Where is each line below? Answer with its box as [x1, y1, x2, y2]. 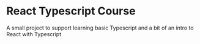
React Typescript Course [6, 4, 136, 18]
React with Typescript [6, 30, 62, 37]
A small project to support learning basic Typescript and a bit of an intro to [6, 24, 194, 31]
